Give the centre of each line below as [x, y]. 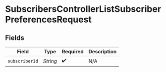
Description [103, 52]
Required [73, 52]
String [50, 61]
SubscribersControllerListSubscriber [83, 9]
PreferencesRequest [48, 19]
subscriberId [23, 61]
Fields [15, 38]
